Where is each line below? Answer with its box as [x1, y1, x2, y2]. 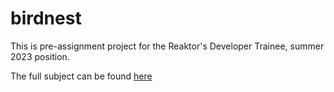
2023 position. [10, 50, 70, 62]
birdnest [10, 7, 82, 30]
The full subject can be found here [10, 70, 153, 82]
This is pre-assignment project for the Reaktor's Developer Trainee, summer [10, 40, 325, 52]
